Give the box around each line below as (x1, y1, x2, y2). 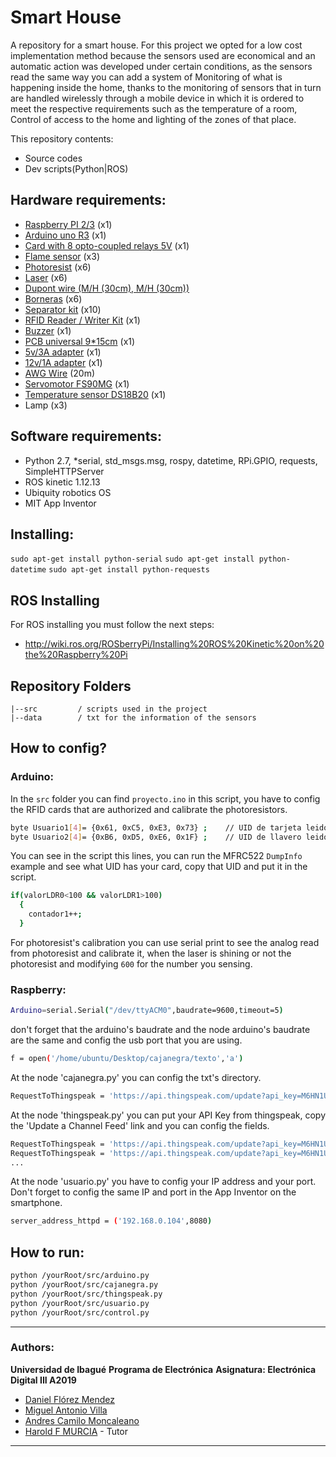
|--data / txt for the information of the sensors (10, 713, 257, 723)
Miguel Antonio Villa (24, 1404, 108, 1416)
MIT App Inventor (24, 497, 97, 509)
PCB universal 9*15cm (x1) (24, 335, 136, 347)
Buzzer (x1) (24, 324, 72, 336)
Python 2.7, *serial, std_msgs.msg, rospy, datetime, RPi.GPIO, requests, (24, 454, 318, 466)
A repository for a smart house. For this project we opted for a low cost (10, 39, 303, 51)
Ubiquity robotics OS (24, 486, 112, 498)
